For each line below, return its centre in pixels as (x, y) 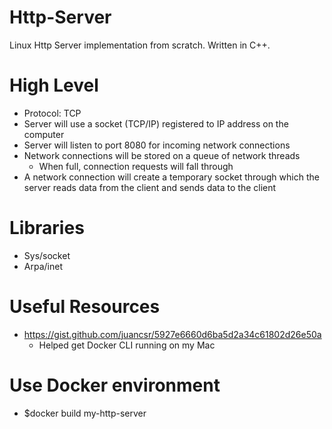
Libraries (47, 228)
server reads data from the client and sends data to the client (150, 187)
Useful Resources (85, 307)
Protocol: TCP (52, 113)
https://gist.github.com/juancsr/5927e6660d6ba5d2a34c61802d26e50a (172, 334)
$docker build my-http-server (85, 413)
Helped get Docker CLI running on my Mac (127, 345)
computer (44, 134)
